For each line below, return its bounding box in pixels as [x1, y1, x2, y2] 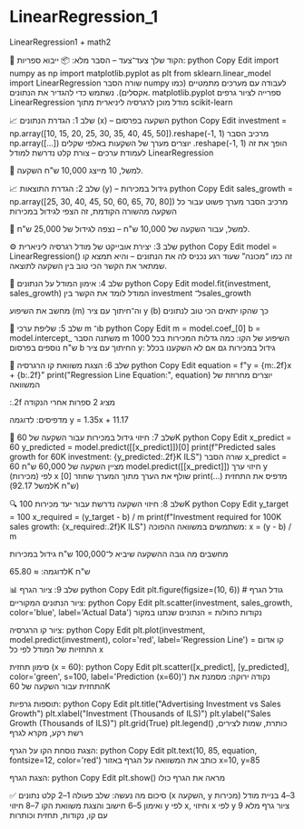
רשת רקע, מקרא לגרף [9, 727, 83, 738]
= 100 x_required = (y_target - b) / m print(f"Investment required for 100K [9, 511, 282, 522]
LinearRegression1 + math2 [9, 36, 112, 47]
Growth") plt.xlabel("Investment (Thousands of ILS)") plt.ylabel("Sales [9, 707, 271, 719]
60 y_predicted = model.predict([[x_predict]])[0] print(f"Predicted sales [9, 441, 277, 452]
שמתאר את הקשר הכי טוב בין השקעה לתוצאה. [9, 260, 168, 271]
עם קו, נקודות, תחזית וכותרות [9, 809, 109, 820]
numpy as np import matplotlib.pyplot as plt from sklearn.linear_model [9, 67, 271, 78]
